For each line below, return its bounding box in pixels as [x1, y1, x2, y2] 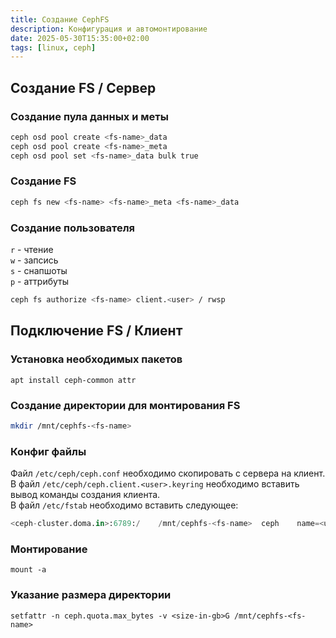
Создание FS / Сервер [10, 79, 157, 96]
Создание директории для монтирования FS [10, 398, 241, 412]
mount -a [10, 565, 47, 575]
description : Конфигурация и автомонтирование [10, 24, 208, 34]
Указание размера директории [10, 588, 172, 602]
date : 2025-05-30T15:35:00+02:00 [10, 33, 150, 43]
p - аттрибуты [10, 276, 70, 288]
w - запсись [10, 254, 59, 266]
